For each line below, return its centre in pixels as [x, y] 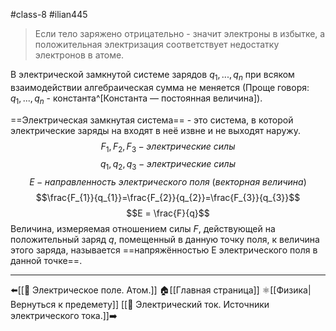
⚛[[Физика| [286, 290]
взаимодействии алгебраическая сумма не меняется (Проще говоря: [160, 87]
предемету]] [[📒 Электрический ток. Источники [167, 305]
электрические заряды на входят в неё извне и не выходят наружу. [155, 130]
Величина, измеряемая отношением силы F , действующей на [143, 229]
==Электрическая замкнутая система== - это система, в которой [152, 120]
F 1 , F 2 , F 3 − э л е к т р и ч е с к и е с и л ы [168, 147]
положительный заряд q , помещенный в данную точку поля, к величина [165, 240]
